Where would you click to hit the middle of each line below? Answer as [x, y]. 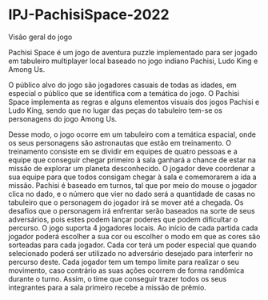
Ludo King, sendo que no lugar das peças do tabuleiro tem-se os [115, 110]
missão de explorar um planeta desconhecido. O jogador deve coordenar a [132, 168]
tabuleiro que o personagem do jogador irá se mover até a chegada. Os [126, 202]
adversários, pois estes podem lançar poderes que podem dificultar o [123, 219]
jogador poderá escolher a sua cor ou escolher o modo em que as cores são [134, 236]
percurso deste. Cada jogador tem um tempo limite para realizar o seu [124, 262]
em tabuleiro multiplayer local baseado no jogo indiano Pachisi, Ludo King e [133, 61]
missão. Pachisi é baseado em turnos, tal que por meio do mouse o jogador [133, 185]
